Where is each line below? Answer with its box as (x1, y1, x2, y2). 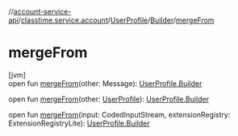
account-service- (13, 7, 72, 16)
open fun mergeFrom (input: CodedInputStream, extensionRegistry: (8, 109, 231, 119)
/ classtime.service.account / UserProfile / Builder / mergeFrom (18, 15, 215, 25)
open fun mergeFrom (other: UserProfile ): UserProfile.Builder (8, 94, 210, 104)
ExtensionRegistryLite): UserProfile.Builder (8, 118, 151, 128)
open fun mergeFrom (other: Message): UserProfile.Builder (8, 78, 203, 88)
